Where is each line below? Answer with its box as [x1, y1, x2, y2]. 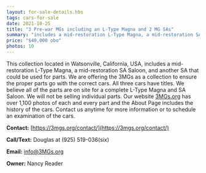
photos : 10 [6, 44, 34, 50]
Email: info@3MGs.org [6, 148, 64, 155]
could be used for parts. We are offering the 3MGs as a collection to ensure [6, 73, 197, 80]
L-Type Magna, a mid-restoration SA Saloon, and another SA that [35, 66, 199, 74]
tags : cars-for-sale [6, 15, 59, 21]
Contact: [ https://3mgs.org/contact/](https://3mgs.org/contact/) [6, 124, 170, 131]
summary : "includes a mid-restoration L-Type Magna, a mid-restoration [6, 32, 193, 38]
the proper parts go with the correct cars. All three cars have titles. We [6, 79, 185, 87]
